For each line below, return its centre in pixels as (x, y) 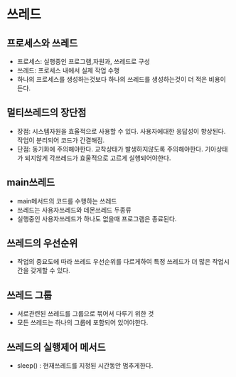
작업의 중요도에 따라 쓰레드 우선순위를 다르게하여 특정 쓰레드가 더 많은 (114, 262)
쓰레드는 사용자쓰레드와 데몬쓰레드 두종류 (74, 210)
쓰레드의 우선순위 (42, 244)
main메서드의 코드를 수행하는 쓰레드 (67, 201)
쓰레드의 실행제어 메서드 (56, 347)
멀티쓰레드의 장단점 (47, 113)
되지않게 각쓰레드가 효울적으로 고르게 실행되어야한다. (98, 158)
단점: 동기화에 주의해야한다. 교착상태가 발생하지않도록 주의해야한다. (110, 149)
